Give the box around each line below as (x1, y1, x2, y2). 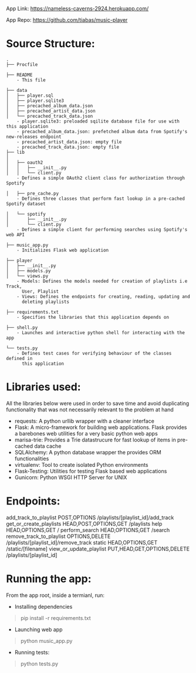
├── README (6, 72, 33, 78)
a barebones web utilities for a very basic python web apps (14, 430, 158, 437)
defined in (6, 355, 33, 361)
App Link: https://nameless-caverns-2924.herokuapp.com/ (6, 5, 149, 12)
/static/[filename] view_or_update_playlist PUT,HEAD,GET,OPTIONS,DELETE (6, 545, 190, 552)
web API (6, 232, 25, 237)
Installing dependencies (14, 603, 73, 610)
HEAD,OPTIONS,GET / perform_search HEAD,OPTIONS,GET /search (6, 526, 170, 533)
